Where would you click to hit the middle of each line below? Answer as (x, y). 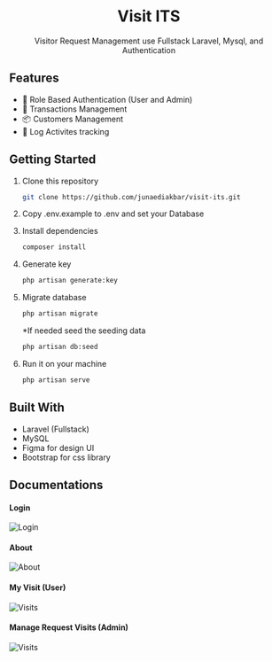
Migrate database (54, 298)
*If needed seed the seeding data (84, 330)
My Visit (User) (38, 587)
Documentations (56, 485)
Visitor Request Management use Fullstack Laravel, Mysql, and (149, 41)
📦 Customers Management (73, 119)
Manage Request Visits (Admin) (69, 627)
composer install (54, 247)
